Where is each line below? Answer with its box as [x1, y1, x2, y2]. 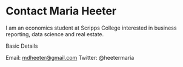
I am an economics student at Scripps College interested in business [5, 24, 177, 31]
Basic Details [5, 42, 38, 49]
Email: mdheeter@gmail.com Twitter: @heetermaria [5, 54, 135, 61]
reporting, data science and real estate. [5, 30, 104, 37]
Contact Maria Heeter [5, 4, 117, 18]
